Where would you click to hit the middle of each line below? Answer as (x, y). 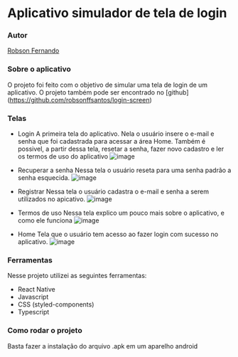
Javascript (33, 297)
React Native (36, 289)
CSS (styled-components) (56, 304)
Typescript (33, 312)
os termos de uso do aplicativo (63, 156)
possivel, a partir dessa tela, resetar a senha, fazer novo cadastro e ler (121, 149)
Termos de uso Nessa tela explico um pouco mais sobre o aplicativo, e (121, 213)
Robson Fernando (33, 50)
